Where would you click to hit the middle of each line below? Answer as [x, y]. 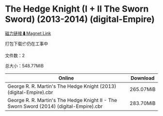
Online [66, 78]
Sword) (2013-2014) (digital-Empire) [80, 19]
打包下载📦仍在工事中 [27, 43]
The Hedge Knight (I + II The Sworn [77, 9]
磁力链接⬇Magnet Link [28, 33]
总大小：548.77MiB [24, 66]
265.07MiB [143, 89]
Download [143, 78]
